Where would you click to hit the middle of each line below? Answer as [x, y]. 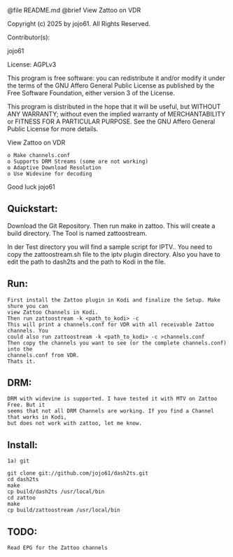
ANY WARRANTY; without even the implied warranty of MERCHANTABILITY [116, 114]
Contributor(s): [29, 37]
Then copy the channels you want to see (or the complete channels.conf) [117, 343]
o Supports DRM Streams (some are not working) [78, 161]
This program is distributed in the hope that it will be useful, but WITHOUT [114, 107]
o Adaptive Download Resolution [54, 168]
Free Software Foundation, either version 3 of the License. [91, 93]
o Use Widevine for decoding [50, 174]
